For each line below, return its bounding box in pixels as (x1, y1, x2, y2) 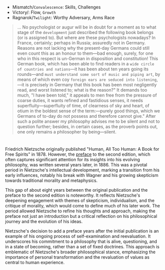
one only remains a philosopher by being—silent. (17, 129, 117, 135)
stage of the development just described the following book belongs (17, 30, 154, 35)
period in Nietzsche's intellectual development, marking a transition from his (5, 167, 160, 173)
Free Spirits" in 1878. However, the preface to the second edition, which (5, 151, 151, 157)
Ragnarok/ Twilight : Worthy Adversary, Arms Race (12, 15, 115, 20)
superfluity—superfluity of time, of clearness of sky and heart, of (17, 103, 150, 108)
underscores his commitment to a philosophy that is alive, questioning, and (5, 238, 158, 244)
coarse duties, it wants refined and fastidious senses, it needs (17, 98, 143, 103)
